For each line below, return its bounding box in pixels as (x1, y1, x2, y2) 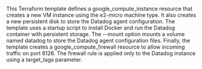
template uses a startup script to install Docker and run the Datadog (6, 24, 175, 31)
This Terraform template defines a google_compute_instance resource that (6, 5, 193, 12)
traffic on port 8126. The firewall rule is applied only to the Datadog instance (6, 50, 196, 56)
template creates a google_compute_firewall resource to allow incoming (6, 43, 186, 50)
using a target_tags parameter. (6, 56, 83, 63)
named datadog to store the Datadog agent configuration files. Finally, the (6, 37, 191, 44)
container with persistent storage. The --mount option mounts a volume (6, 31, 185, 38)
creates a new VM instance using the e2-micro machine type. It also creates (6, 11, 197, 19)
